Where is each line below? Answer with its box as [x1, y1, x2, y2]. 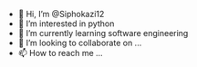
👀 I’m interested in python [17, 18, 115, 29]
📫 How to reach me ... [17, 48, 103, 58]
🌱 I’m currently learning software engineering [17, 28, 189, 38]
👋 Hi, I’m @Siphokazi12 [17, 9, 105, 19]
